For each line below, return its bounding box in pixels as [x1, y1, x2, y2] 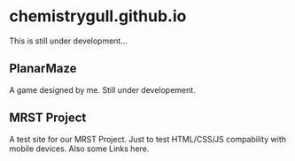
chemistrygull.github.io [9, 6, 187, 27]
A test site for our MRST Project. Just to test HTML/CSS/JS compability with [9, 134, 286, 144]
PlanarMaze [9, 61, 77, 76]
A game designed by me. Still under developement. [9, 84, 197, 95]
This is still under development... [9, 35, 128, 46]
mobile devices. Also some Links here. [9, 143, 150, 154]
